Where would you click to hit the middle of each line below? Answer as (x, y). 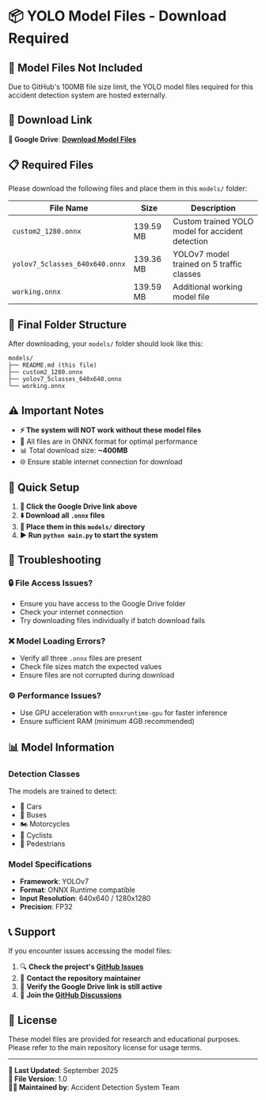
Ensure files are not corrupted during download (97, 675)
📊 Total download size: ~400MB (74, 451)
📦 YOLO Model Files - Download (118, 16)
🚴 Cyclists (36, 836)
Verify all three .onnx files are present (81, 658)
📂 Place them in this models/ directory (82, 527)
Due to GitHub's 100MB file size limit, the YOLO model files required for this (131, 87)
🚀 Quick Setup (44, 487)
